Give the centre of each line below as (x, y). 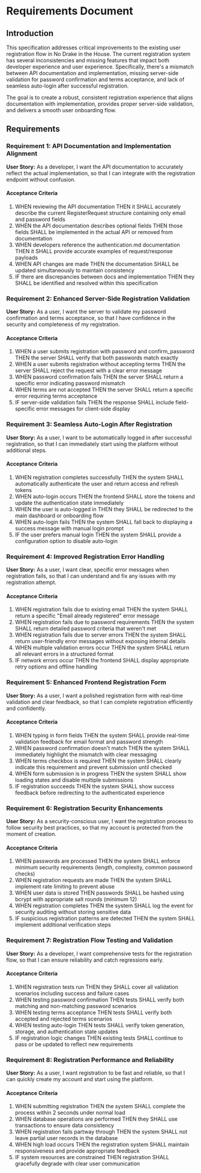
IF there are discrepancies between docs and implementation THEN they (105, 277)
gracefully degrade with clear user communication (77, 1164)
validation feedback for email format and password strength (89, 742)
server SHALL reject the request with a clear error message (88, 371)
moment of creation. (31, 834)
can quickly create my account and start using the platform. (80, 1079)
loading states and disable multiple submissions (74, 780)
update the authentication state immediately (69, 503)
